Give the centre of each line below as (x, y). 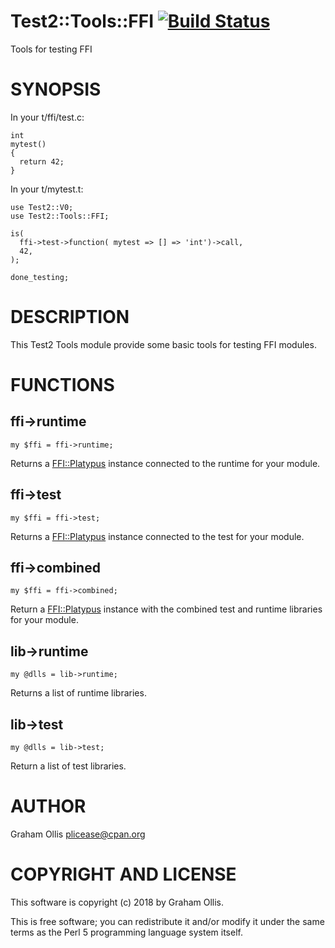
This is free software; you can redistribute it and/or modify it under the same (167, 921)
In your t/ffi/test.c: (47, 117)
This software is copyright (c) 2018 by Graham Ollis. (117, 902)
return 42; (42, 161)
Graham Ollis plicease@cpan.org (78, 834)
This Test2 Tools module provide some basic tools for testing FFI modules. (163, 344)
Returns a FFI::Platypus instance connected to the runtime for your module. (165, 463)
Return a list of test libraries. (68, 766)
